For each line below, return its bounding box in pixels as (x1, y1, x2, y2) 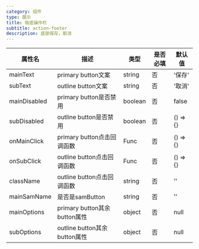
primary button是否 (57, 93, 111, 101)
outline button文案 (57, 82, 108, 90)
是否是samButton (57, 193, 105, 201)
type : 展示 (6, 14, 31, 20)
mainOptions (9, 208, 44, 216)
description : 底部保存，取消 (6, 31, 72, 37)
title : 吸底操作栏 (6, 20, 47, 25)
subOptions (9, 228, 41, 237)
